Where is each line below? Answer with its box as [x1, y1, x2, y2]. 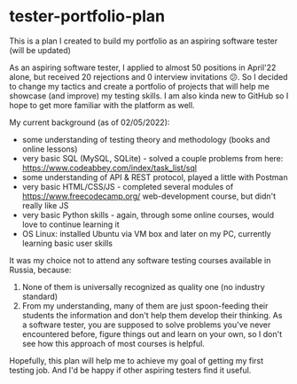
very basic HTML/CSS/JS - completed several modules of [21, 181, 234, 192]
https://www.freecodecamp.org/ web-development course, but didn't [21, 191, 277, 201]
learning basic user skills [21, 238, 113, 248]
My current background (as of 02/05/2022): [9, 117, 170, 128]
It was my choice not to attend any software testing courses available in [9, 255, 271, 265]
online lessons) [21, 144, 78, 154]
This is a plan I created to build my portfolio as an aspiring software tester [9, 35, 278, 46]
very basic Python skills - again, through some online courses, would [21, 209, 275, 220]
